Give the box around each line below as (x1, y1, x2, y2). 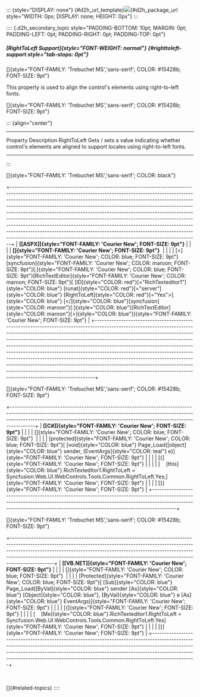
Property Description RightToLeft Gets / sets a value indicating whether (6, 136, 181, 143)
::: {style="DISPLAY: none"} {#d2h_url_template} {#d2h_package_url (6, 7, 178, 13)
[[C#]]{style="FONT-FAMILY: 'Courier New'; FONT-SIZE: (43, 422, 186, 429)
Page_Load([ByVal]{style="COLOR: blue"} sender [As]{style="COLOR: (6, 585, 179, 592)
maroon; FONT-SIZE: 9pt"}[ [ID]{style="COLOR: (6, 278, 123, 285)
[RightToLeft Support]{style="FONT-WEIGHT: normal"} (6, 44, 147, 51)
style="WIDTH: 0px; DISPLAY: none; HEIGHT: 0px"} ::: (6, 13, 139, 20)
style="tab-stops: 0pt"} (27, 51, 89, 58)
